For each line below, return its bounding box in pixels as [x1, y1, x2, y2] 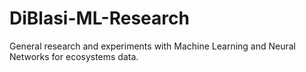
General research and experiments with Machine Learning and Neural [9, 40, 297, 52]
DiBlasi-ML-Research [9, 7, 190, 30]
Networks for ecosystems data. [9, 50, 139, 62]
